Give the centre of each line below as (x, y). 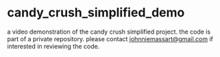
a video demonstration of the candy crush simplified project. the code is (109, 32)
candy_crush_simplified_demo (96, 13)
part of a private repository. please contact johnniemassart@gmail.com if (110, 38)
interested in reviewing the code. (53, 46)
